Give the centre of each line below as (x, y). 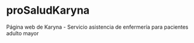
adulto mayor (23, 33)
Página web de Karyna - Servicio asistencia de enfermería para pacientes (97, 27)
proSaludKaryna (48, 10)
